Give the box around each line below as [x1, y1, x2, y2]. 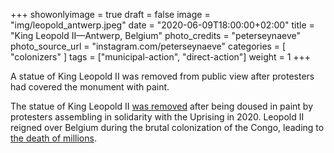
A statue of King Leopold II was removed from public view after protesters [10, 70, 315, 82]
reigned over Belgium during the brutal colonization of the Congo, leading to [10, 122, 325, 133]
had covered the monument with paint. [10, 81, 170, 93]
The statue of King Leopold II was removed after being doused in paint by [10, 100, 314, 112]
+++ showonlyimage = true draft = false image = [10, 9, 211, 20]
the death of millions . [10, 132, 97, 144]
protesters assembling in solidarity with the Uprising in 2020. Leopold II [10, 111, 305, 123]
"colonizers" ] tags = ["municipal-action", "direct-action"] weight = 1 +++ [10, 51, 312, 63]
